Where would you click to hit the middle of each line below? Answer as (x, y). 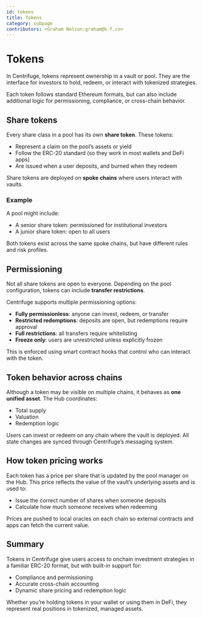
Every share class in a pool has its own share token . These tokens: (90, 135)
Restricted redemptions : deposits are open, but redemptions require (101, 320)
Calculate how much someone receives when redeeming (86, 506)
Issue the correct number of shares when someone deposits (91, 500)
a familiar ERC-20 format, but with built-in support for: (74, 566)
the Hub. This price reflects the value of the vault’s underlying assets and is (101, 482)
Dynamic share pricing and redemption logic (71, 590)
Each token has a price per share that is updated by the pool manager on (98, 475)
